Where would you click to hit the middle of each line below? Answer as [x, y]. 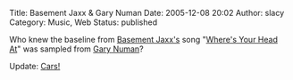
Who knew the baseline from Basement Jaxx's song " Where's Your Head [144, 40]
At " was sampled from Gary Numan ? [77, 49]
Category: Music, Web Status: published [84, 22]
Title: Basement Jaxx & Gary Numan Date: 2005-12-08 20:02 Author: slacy [147, 13]
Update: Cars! [35, 66]
